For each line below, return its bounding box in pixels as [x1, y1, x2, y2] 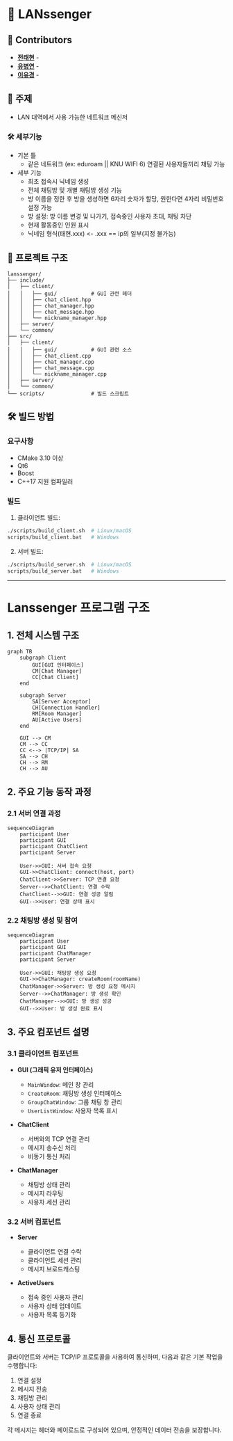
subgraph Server [19, 692, 67, 699]
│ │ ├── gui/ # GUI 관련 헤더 [7, 290, 132, 297]
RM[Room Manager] [32, 710, 82, 717]
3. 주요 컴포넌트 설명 [7, 1026, 89, 1037]
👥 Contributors [7, 34, 73, 46]
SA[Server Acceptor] [32, 699, 92, 706]
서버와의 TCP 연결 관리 [27, 1135, 90, 1143]
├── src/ [7, 333, 33, 340]
